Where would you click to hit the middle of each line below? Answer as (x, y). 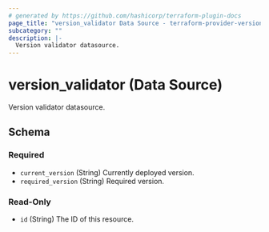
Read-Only (30, 202)
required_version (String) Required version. (92, 181)
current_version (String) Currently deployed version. (107, 172)
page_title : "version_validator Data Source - (87, 23)
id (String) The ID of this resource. (77, 219)
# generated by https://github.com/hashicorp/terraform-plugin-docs (125, 16)
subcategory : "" (35, 30)
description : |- (35, 38)
